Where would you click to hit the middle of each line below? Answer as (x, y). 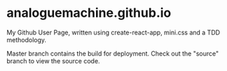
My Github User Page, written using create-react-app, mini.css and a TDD (113, 32)
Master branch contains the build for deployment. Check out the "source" (113, 53)
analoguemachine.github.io (89, 13)
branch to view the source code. (53, 60)
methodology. (27, 39)
